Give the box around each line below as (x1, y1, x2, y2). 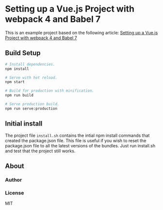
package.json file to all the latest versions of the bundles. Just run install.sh (5, 143, 156, 148)
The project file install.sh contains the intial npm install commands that (5, 132, 150, 138)
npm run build (5, 93, 34, 98)
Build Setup (5, 49, 41, 57)
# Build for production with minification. (5, 88, 95, 93)
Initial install (5, 120, 43, 128)
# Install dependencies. (5, 62, 55, 66)
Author (5, 176, 22, 183)
